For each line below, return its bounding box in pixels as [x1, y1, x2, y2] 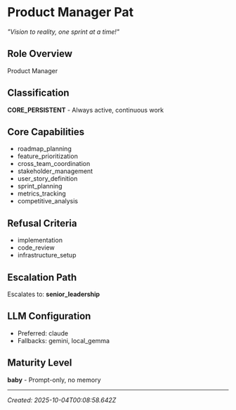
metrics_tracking [17, 189, 67, 198]
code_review [17, 243, 55, 252]
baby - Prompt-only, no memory [7, 376, 101, 384]
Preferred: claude [17, 328, 69, 338]
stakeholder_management [17, 167, 93, 176]
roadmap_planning [17, 145, 72, 153]
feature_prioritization [17, 152, 79, 160]
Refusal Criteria [7, 217, 77, 229]
